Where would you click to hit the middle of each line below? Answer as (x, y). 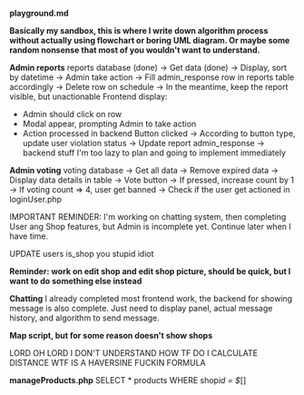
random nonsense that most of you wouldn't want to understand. (135, 50)
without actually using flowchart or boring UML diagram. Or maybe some (150, 40)
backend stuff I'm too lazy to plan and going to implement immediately (154, 153)
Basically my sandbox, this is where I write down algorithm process (139, 30)
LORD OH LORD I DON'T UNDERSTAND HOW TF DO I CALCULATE (134, 353)
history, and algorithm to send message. (85, 318)
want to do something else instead (76, 281)
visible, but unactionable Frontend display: (88, 96)
